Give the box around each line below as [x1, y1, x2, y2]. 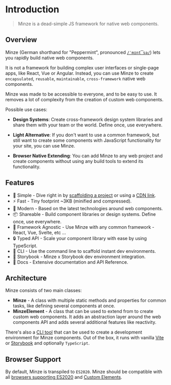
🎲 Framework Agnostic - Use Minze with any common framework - [12, 224, 155, 230]
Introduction [5, 4, 60, 15]
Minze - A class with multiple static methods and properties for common [12, 297, 166, 304]
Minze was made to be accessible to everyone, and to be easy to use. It [5, 91, 157, 97]
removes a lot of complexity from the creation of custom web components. [5, 96, 164, 102]
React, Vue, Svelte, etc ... [12, 229, 66, 235]
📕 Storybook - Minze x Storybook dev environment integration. [12, 253, 146, 260]
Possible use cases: [5, 106, 48, 113]
